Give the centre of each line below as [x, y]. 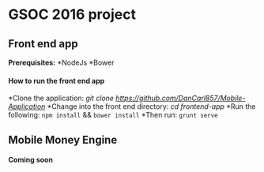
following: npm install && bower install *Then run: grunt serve [113, 115]
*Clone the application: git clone [61, 98]
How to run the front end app [57, 80]
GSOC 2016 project [72, 15]
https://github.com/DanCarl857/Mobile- [181, 98]
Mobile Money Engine [63, 140]
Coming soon [31, 160]
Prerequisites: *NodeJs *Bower [61, 62]
